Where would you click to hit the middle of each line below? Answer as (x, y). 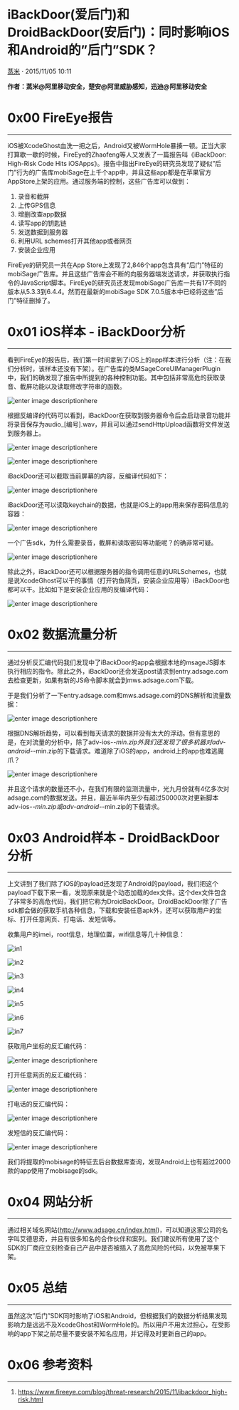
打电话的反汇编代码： (38, 1104)
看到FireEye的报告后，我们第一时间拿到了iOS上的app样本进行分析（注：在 (116, 360)
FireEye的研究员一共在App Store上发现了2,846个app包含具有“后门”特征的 (115, 265)
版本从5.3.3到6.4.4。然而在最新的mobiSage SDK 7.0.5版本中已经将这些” (112, 291)
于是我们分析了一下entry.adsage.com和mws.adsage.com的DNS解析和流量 (116, 695)
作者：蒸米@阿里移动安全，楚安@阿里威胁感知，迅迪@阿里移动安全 (107, 86)
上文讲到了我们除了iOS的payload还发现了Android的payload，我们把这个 (113, 883)
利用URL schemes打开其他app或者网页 (75, 241)
